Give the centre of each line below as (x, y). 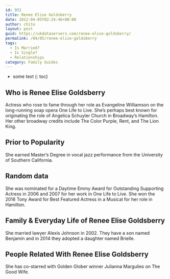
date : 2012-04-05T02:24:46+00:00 (41, 19)
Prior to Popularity (35, 142)
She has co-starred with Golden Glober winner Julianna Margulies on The (83, 267)
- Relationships (27, 57)
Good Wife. (17, 272)
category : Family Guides (32, 62)
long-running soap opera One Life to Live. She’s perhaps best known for (81, 110)
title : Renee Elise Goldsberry (39, 15)
